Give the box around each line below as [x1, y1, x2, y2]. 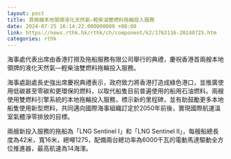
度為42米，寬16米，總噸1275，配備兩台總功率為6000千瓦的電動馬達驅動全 [7, 136, 218, 144]
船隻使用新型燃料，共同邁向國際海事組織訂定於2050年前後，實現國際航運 [7, 104, 215, 112]
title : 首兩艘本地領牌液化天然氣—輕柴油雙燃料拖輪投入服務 [7, 16, 155, 23]
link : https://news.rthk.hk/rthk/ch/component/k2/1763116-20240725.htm [7, 29, 217, 36]
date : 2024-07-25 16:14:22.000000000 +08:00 [7, 23, 137, 29]
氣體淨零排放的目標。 [12, 112, 74, 121]
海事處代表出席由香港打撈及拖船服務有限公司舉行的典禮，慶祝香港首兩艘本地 [7, 56, 224, 64]
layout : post [7, 10, 45, 17]
